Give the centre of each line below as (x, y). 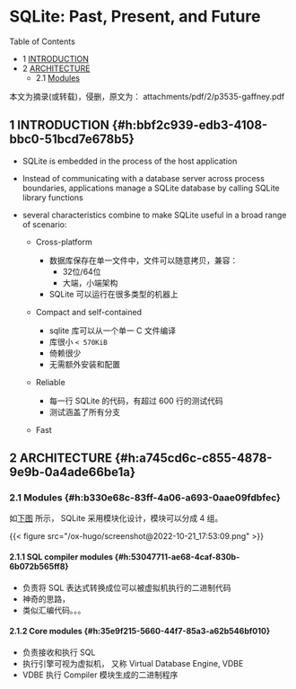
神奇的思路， (46, 598)
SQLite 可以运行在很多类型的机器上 (113, 294)
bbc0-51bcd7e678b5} (72, 140)
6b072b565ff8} (39, 567)
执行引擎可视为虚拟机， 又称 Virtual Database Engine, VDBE (133, 663)
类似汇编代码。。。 (54, 610)
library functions (52, 197)
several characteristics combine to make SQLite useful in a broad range (154, 215)
